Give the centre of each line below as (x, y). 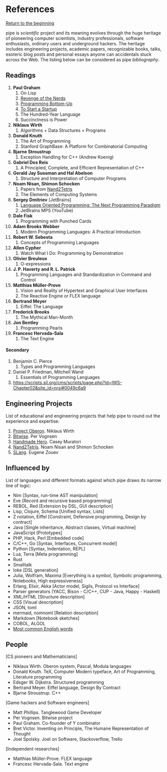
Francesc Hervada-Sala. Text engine (51, 764)
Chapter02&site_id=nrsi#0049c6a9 (49, 388)
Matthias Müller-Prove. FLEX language (52, 759)
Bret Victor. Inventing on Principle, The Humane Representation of (81, 729)
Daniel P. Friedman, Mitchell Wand (48, 372)
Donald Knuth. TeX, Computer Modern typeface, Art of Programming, (84, 671)
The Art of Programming (45, 141)
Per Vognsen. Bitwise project (43, 718)
